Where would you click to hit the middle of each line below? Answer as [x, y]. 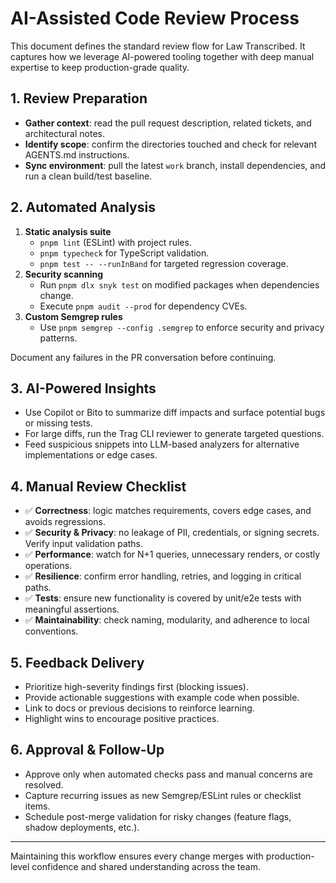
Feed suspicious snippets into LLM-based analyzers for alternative [162, 444]
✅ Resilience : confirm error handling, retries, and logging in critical [163, 576]
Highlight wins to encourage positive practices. [122, 718]
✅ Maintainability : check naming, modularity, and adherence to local [167, 620]
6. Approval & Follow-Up [87, 750]
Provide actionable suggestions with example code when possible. [162, 697]
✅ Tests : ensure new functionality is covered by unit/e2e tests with [163, 598]
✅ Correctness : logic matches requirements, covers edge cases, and [168, 511]
